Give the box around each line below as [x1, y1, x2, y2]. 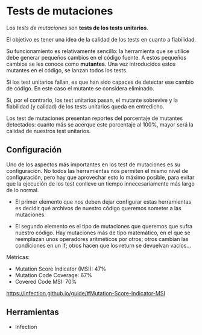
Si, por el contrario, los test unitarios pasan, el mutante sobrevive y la [6, 96, 178, 104]
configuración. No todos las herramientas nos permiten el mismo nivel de [6, 167, 189, 174]
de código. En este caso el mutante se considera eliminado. [6, 84, 155, 92]
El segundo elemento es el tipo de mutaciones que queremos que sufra [14, 222, 193, 230]
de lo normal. [6, 186, 39, 193]
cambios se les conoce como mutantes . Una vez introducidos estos [6, 60, 176, 67]
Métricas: [6, 253, 30, 260]
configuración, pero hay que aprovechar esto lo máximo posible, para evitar [6, 174, 195, 181]
